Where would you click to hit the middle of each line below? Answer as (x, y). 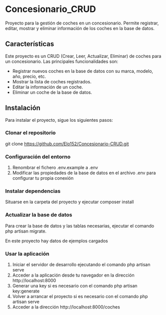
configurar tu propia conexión (43, 178)
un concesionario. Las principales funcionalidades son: (62, 61)
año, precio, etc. (29, 76)
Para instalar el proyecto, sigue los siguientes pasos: (59, 120)
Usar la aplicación (27, 254)
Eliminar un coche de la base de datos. (52, 92)
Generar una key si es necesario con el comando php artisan (75, 286)
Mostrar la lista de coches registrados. (52, 81)
